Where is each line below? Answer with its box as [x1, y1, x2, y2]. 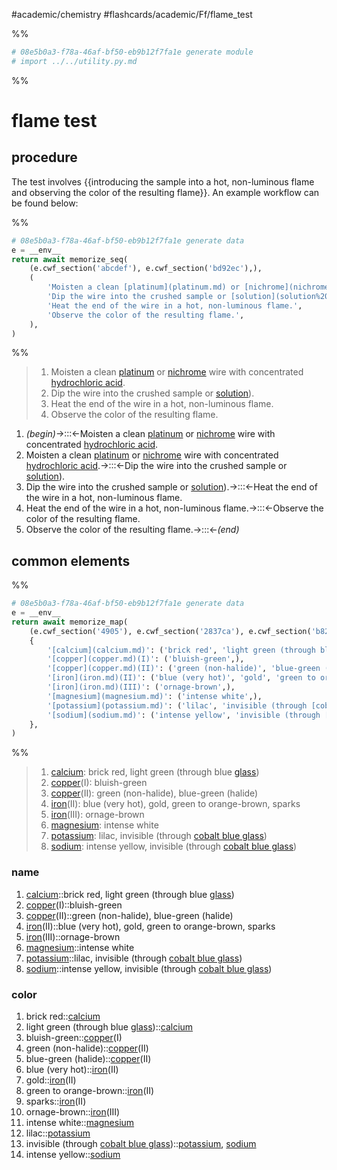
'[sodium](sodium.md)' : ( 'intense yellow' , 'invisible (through [47, 710, 321, 720]
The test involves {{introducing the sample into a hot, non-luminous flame [11, 175, 315, 188]
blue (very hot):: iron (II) [25, 1063, 119, 1075]
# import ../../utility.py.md [11, 56, 138, 66]
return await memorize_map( [11, 617, 129, 627]
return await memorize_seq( [11, 254, 129, 264]
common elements [11, 552, 131, 569]
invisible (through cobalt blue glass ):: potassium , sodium [25, 1137, 257, 1149]
